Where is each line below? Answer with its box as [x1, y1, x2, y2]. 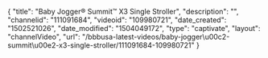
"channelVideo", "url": [7, 32, 81, 41]
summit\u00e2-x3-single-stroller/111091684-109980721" [7, 41, 195, 50]
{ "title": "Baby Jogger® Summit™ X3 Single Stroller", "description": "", [7, 7, 239, 16]
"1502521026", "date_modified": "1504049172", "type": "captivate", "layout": [7, 24, 261, 33]
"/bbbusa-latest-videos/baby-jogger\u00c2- [82, 32, 230, 41]
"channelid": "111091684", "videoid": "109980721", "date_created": [7, 15, 227, 25]
